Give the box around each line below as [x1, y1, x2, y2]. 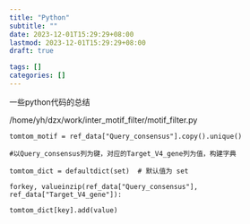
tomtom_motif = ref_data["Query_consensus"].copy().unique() [9, 132, 243, 141]
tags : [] [9, 63, 42, 72]
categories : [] [9, 71, 66, 81]
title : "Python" [9, 13, 70, 22]
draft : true [9, 47, 54, 56]
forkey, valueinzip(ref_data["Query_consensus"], [9, 182, 199, 191]
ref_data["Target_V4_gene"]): [9, 190, 123, 199]
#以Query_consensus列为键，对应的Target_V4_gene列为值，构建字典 [9, 149, 237, 158]
